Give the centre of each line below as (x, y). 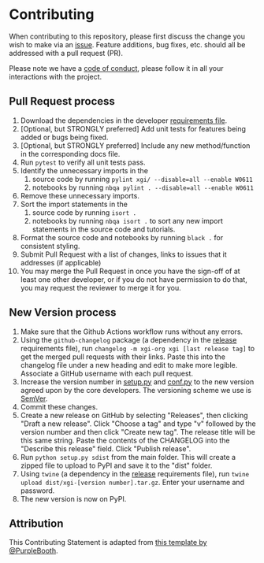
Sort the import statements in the (74, 204)
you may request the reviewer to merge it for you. (100, 287)
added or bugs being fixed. (64, 137)
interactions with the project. (56, 76)
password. (37, 491)
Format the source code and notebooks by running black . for (122, 237)
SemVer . (34, 398)
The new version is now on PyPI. (73, 498)
